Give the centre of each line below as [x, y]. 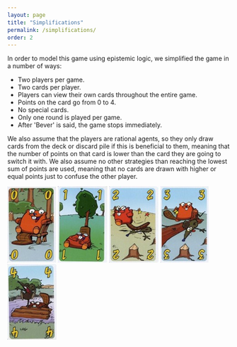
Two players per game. [51, 80]
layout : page [27, 15]
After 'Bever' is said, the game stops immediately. [90, 125]
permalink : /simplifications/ [52, 30]
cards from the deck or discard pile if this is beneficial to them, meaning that [118, 146]
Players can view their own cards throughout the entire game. [108, 95]
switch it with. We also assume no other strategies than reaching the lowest [117, 161]
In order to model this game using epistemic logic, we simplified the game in [118, 59]
